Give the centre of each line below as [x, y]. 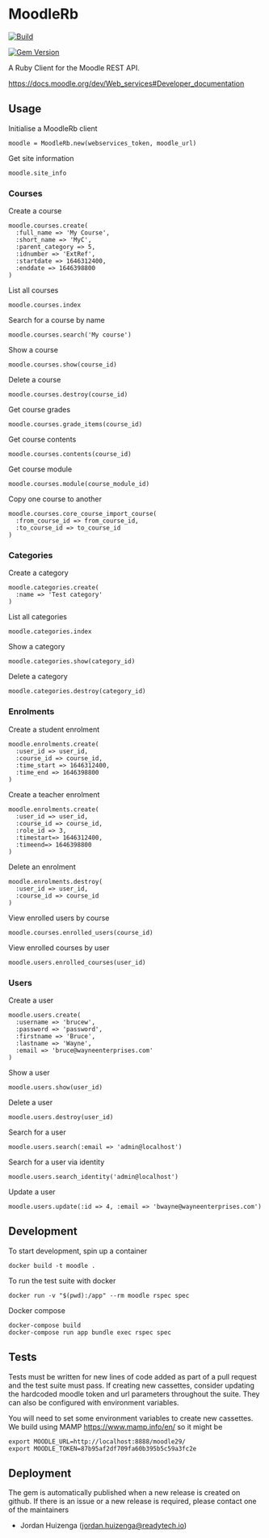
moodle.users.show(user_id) [56, 1087]
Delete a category [38, 677]
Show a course [34, 350]
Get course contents [42, 439]
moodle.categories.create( [54, 588]
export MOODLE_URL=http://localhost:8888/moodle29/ [97, 1441]
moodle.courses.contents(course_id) [70, 454]
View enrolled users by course [59, 918]
